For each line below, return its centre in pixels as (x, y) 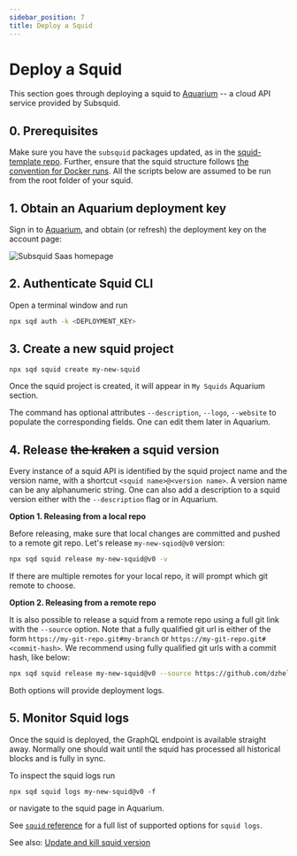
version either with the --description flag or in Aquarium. (114, 500)
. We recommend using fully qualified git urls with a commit (168, 648)
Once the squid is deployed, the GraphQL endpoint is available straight (138, 739)
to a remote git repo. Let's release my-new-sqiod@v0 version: (117, 543)
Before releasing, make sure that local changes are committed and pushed (145, 534)
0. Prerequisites (54, 130)
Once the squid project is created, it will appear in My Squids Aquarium (137, 386)
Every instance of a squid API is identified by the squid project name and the (148, 471)
